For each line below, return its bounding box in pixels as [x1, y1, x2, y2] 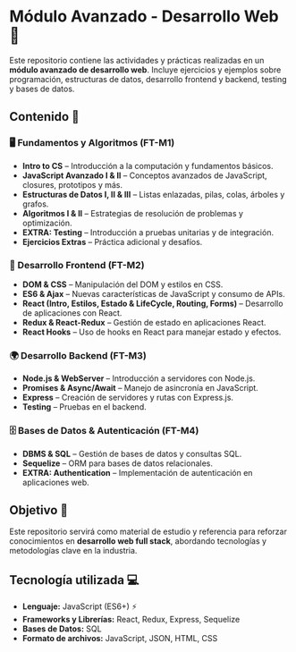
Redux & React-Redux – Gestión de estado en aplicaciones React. [21, 317, 266, 327]
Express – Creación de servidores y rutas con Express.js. [21, 392, 234, 403]
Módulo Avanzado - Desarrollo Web [9, 6, 279, 27]
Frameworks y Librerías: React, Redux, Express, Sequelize [21, 614, 241, 625]
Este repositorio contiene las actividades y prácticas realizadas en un [9, 55, 265, 65]
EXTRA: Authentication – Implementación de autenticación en [21, 467, 253, 478]
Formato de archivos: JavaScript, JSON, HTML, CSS [21, 633, 218, 644]
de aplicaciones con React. [21, 307, 123, 318]
